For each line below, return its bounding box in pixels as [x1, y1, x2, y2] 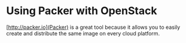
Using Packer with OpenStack [6, 4, 157, 18]
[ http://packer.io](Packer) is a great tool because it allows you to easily [6, 24, 181, 31]
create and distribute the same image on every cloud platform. [6, 29, 160, 37]
